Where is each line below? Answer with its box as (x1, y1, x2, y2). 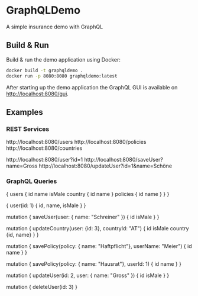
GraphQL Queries (6, 177, 57, 185)
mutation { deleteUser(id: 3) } (6, 284, 78, 291)
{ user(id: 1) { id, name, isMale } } (6, 202, 86, 209)
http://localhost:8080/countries (6, 144, 83, 152)
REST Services (6, 125, 50, 133)
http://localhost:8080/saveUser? (84, 156, 164, 163)
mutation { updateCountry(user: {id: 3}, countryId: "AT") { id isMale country (6, 225, 189, 232)
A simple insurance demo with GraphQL (6, 23, 103, 30)
